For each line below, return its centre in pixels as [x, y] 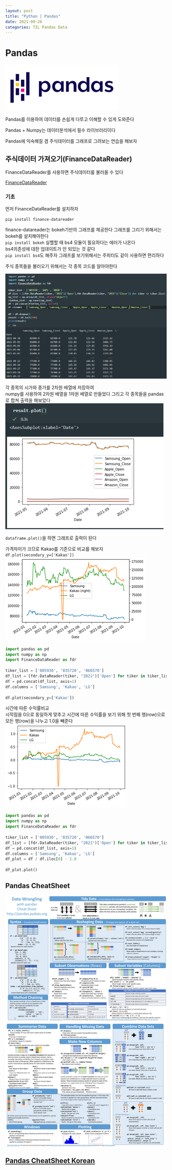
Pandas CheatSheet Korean [50, 1161]
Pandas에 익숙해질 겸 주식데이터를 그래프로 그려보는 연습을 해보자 [71, 141]
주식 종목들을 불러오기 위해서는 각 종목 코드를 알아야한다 [61, 266]
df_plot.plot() [21, 870]
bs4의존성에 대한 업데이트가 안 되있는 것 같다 [50, 249]
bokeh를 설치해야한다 [27, 236]
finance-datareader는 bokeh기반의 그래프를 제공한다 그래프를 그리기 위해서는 [84, 230]
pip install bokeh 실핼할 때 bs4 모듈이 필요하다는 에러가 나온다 [70, 243]
